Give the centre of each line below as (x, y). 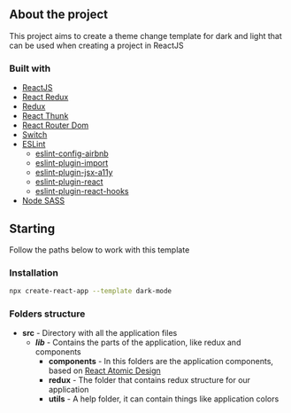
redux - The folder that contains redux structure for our (149, 380)
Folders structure (47, 314)
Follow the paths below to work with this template (100, 249)
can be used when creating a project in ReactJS (96, 45)
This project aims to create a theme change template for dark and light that (146, 35)
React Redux (45, 97)
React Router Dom (55, 125)
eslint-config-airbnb (72, 153)
